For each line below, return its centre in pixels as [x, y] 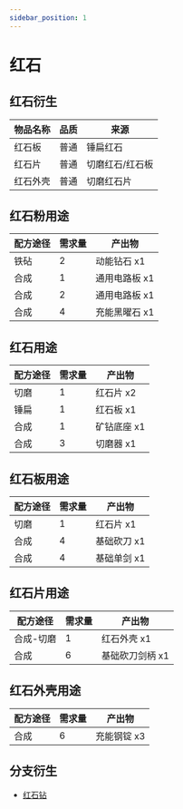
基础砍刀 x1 [120, 541]
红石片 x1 [116, 524]
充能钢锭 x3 [120, 736]
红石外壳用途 [45, 691]
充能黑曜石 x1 [125, 312]
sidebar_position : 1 [48, 18]
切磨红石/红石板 [120, 164]
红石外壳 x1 [126, 638]
